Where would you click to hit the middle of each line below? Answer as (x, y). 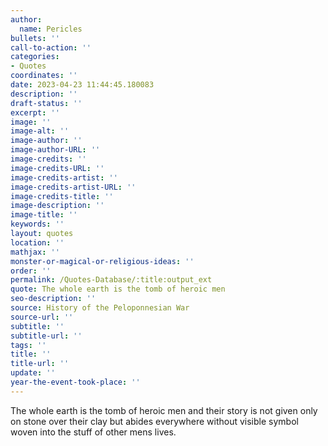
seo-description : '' (53, 299)
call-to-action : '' (51, 47)
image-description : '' (57, 206)
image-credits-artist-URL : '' (73, 187)
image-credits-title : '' (62, 196)
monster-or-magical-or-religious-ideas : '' (102, 261)
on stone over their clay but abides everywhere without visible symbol (154, 421)
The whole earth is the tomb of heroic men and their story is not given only (164, 410)
